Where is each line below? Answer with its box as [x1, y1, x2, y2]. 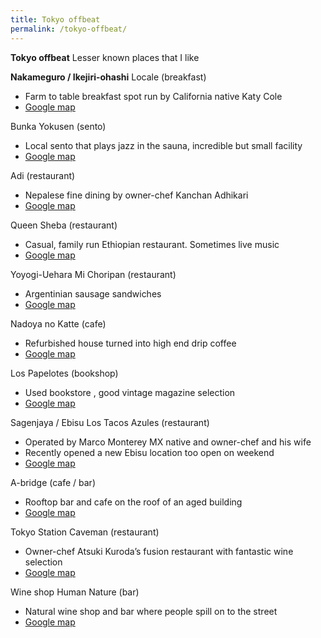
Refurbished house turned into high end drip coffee [24, 337, 237, 349]
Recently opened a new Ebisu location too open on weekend [24, 446, 275, 458]
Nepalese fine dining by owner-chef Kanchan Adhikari [24, 189, 249, 201]
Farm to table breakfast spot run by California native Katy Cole [24, 90, 283, 102]
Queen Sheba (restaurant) [10, 219, 118, 231]
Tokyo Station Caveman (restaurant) [10, 526, 160, 538]
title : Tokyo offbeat [10, 14, 101, 25]
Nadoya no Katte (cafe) [10, 317, 107, 330]
